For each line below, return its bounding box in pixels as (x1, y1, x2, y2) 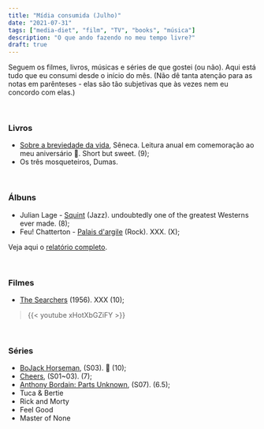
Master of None (19, 413, 71, 423)
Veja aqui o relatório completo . (8, 242, 108, 252)
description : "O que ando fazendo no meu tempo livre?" (8, 33, 195, 42)
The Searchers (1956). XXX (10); (19, 295, 125, 304)
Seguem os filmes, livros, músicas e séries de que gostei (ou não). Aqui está (8, 62, 256, 72)
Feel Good (19, 405, 54, 415)
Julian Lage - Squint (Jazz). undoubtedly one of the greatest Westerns (19, 210, 250, 219)
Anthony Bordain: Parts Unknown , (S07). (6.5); (19, 380, 171, 390)
